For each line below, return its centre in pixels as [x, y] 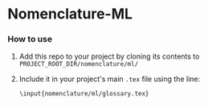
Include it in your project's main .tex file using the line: [110, 79]
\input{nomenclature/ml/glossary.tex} [84, 94]
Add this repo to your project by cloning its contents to [109, 56]
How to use [30, 39]
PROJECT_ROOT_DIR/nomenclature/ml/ [79, 64]
